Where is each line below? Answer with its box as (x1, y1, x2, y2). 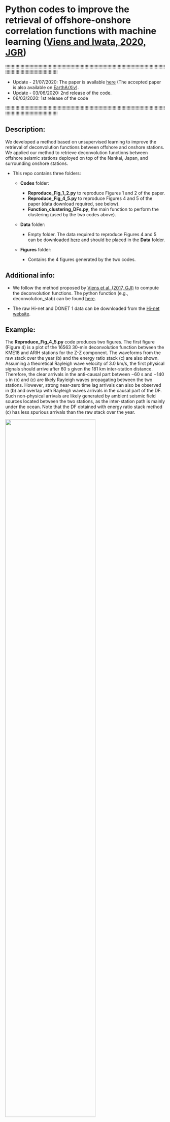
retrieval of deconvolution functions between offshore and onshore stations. (5, 144, 164, 150)
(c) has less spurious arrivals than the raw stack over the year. (5, 409, 135, 415)
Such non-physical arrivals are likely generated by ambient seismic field (5, 393, 156, 399)
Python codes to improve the (5, 4, 129, 15)
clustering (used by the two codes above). (27, 211, 117, 217)
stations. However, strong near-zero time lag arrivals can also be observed (5, 382, 161, 388)
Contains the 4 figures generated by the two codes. (27, 256, 136, 263)
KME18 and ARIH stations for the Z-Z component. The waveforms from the (5, 350, 161, 356)
